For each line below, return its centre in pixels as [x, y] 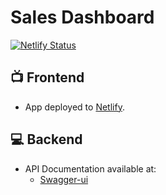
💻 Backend [46, 139]
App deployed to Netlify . [74, 107]
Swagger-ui [64, 179]
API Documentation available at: [90, 168]
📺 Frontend [47, 77]
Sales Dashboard [82, 17]
